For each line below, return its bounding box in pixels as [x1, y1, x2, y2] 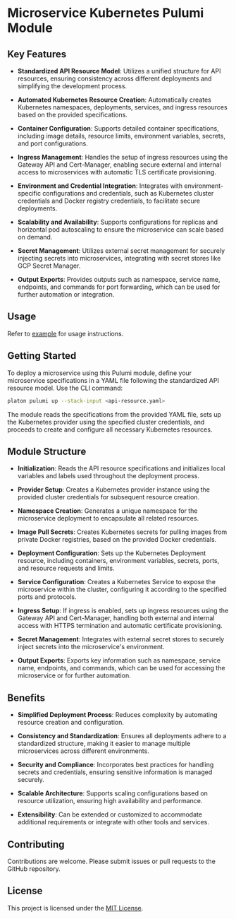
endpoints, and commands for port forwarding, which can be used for [17, 283, 221, 291]
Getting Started [7, 350, 77, 362]
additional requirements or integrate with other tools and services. [17, 818, 210, 826]
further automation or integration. [17, 290, 115, 298]
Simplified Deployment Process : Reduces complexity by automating [17, 711, 218, 719]
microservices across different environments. [17, 747, 149, 755]
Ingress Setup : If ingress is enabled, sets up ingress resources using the [17, 606, 229, 615]
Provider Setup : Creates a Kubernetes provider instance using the [17, 485, 210, 494]
